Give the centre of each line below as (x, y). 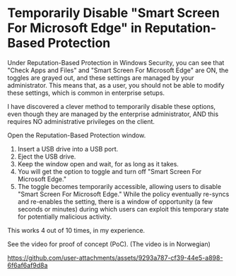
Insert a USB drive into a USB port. (68, 149)
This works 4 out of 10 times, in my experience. (76, 230)
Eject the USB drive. (47, 156)
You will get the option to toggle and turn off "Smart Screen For (110, 171)
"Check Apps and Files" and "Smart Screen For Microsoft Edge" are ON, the (118, 70)
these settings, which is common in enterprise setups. (86, 93)
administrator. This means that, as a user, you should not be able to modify (116, 85)
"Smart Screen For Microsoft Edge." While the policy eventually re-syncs (123, 194)
